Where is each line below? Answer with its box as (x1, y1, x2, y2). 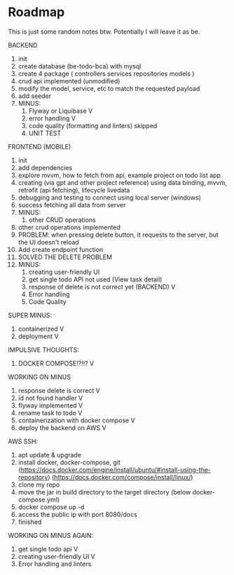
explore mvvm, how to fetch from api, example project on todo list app (18, 171, 221, 179)
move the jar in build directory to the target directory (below (18, 487, 191, 496)
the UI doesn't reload (18, 237, 79, 246)
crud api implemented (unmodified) (18, 76, 121, 85)
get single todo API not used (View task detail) (28, 275, 163, 284)
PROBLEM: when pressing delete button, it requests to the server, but (18, 230, 219, 239)
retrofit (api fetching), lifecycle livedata (18, 186, 130, 194)
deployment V (18, 332, 59, 340)
